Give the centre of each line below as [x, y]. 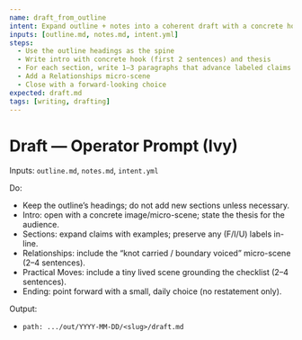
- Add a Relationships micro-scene [84, 76]
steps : [22, 43]
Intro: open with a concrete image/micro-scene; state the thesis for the [153, 215]
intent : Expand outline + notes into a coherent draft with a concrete [146, 26]
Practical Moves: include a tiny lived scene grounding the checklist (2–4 [155, 273]
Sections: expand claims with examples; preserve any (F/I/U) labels [147, 234]
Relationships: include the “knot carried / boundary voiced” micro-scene [156, 254]
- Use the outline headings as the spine [96, 51]
